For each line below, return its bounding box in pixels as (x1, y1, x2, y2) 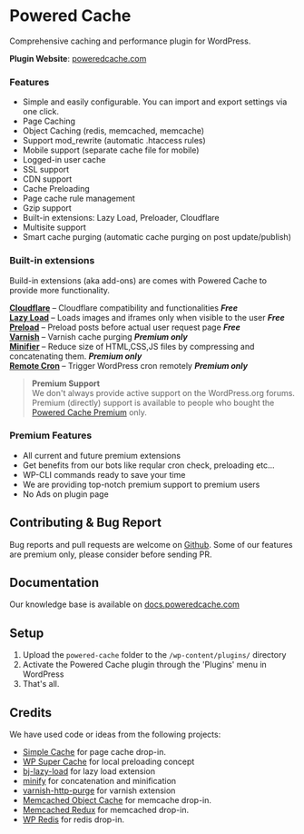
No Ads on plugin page (22, 488, 109, 500)
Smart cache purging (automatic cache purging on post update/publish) (22, 232, 292, 243)
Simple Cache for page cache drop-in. (22, 747, 166, 758)
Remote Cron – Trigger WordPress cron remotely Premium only (9, 360, 248, 371)
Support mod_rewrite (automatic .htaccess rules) (22, 135, 206, 146)
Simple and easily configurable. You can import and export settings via (22, 96, 288, 107)
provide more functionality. (9, 284, 111, 295)
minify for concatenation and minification (22, 776, 177, 787)
